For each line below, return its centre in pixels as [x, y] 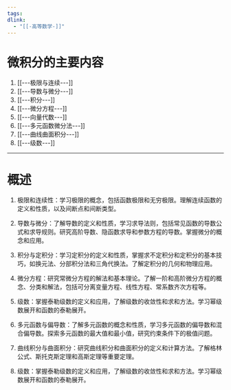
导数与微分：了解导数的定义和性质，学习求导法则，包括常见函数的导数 [117, 224]
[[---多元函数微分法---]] [51, 126]
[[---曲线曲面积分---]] [48, 134]
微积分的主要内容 [56, 62]
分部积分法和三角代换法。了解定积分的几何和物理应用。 [138, 264]
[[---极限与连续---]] [45, 83]
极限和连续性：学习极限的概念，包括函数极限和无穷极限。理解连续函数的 [119, 200]
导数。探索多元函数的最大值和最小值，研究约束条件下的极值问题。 [123, 334]
